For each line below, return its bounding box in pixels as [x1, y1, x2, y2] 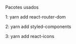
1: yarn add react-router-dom [5, 14, 66, 19]
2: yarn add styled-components [5, 23, 71, 29]
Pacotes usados [5, 4, 39, 10]
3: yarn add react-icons [5, 33, 55, 39]
